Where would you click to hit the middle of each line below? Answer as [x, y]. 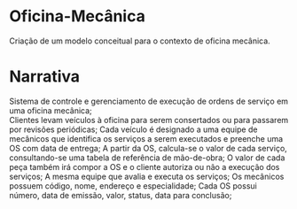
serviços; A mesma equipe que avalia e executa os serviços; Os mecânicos [147, 176]
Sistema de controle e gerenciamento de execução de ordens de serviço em [149, 101]
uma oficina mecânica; [51, 110]
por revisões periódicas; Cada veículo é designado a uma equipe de [133, 129]
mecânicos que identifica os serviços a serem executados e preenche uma [146, 138]
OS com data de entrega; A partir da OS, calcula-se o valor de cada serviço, [148, 148]
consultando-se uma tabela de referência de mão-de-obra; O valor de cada [147, 158]
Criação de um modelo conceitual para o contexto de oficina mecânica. [140, 41]
